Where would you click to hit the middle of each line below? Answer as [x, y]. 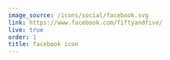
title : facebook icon [43, 44]
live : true [26, 30]
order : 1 [22, 37]
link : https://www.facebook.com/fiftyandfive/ [85, 23]
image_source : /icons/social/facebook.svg [78, 15]
